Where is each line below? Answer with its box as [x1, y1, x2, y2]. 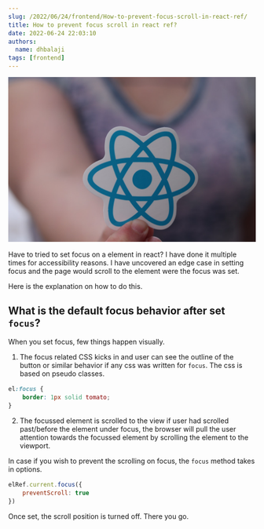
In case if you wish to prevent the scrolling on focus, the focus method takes [8, 456, 255, 466]
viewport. [19, 441, 51, 451]
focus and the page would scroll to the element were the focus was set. [8, 266, 240, 275]
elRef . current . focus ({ [8, 481, 82, 489]
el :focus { [8, 385, 44, 393]
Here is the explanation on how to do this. [8, 281, 143, 290]
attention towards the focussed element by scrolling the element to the [19, 432, 249, 443]
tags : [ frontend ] [8, 54, 65, 62]
